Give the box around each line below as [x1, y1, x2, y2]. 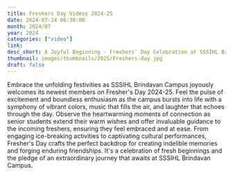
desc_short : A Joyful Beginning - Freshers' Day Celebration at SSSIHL [7, 49, 218, 56]
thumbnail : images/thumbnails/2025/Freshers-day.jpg [7, 55, 163, 62]
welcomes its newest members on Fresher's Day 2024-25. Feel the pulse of [7, 88, 224, 96]
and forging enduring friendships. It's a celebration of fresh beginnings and [7, 146, 223, 155]
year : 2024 [7, 29, 39, 37]
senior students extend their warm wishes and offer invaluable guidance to [7, 117, 221, 125]
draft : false [7, 61, 45, 68]
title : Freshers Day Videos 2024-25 [7, 10, 113, 17]
